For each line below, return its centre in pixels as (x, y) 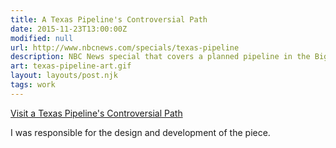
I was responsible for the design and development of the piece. (140, 132)
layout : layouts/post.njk (64, 76)
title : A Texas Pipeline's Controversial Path (109, 19)
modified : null (42, 38)
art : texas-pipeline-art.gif (71, 66)
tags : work (33, 85)
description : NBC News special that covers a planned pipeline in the (160, 57)
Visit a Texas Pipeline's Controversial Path (96, 113)
